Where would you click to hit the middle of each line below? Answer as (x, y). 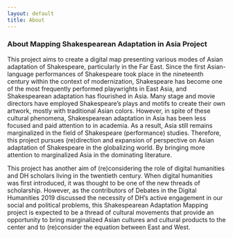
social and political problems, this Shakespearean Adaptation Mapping (108, 205)
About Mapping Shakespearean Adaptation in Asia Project (107, 44)
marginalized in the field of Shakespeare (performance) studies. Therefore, (114, 133)
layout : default (31, 13)
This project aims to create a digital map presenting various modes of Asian (115, 59)
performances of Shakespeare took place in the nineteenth (119, 74)
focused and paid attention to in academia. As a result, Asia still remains (110, 125)
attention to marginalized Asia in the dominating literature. (89, 155)
